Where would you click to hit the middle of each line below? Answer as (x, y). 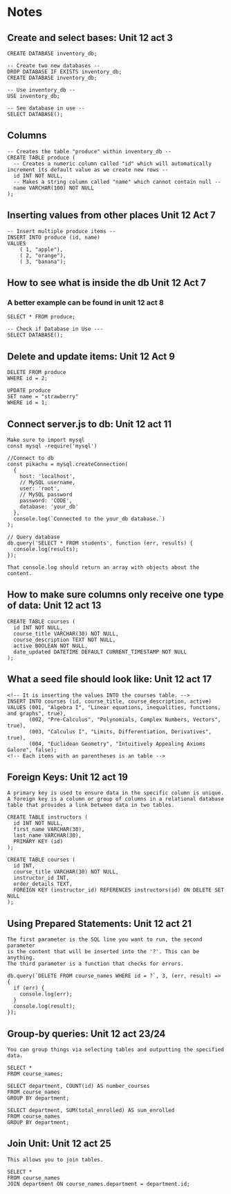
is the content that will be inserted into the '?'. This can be (103, 952)
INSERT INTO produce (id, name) (54, 237)
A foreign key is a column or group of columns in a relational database (116, 799)
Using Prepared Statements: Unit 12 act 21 (99, 923)
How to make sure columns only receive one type (115, 595)
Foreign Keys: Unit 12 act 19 (67, 777)
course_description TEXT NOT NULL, (65, 640)
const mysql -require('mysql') (52, 446)
